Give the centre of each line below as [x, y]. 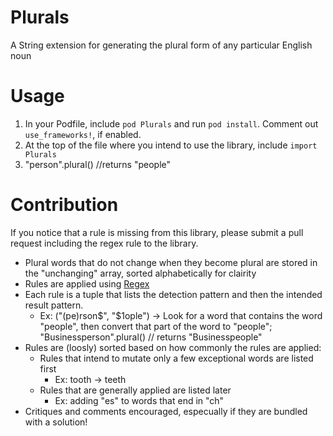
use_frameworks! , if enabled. [83, 134]
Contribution [64, 205]
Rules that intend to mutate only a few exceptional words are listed [176, 358]
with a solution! [56, 422]
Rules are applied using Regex [87, 283]
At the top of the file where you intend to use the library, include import [171, 145]
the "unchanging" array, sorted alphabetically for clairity [140, 273]
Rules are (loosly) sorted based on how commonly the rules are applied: [173, 347]
